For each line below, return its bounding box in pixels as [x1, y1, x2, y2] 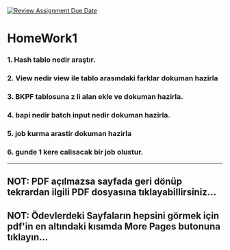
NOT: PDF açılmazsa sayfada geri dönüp [7, 176, 183, 187]
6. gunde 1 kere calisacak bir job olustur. [7, 147, 144, 157]
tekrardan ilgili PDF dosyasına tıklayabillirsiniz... [7, 186, 217, 198]
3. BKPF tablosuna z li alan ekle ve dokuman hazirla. [7, 91, 183, 101]
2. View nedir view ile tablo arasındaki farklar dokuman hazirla [7, 73, 218, 83]
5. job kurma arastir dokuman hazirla [7, 128, 132, 138]
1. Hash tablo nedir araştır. [7, 55, 96, 65]
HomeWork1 [7, 31, 77, 46]
